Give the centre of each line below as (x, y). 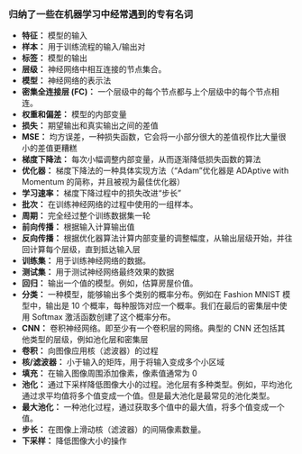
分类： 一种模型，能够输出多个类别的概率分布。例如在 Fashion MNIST (151, 295)
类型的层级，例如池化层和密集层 (89, 340)
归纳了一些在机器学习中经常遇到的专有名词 (101, 14)
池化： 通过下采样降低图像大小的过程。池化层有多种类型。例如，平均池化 (157, 385)
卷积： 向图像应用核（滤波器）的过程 (90, 351)
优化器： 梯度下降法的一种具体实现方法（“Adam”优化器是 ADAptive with (155, 171)
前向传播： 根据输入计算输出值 (78, 227)
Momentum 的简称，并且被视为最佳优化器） (103, 182)
